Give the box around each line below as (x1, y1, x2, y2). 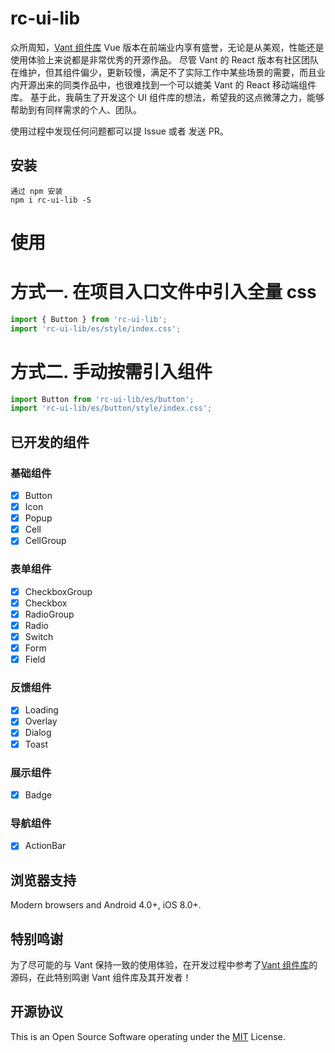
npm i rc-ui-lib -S (10, 195, 92, 205)
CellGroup (24, 535, 67, 547)
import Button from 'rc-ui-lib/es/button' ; (10, 394, 195, 404)
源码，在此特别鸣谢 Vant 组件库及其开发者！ (10, 971, 192, 983)
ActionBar (24, 840, 67, 852)
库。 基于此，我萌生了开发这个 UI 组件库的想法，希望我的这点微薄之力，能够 (10, 91, 325, 103)
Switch (24, 630, 54, 642)
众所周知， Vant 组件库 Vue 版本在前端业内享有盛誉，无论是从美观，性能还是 (10, 41, 325, 53)
